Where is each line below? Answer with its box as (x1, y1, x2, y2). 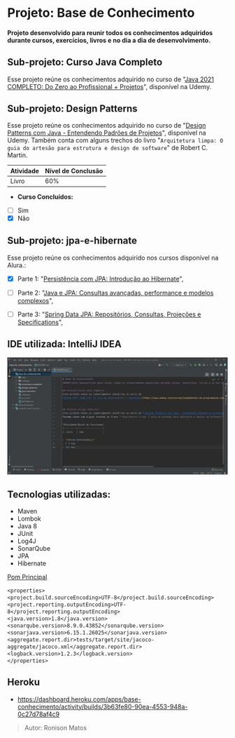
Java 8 (17, 521, 37, 530)
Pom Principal (7, 572, 48, 581)
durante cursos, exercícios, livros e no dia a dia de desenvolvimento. (7, 36, 211, 44)
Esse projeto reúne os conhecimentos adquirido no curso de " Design (7, 121, 206, 130)
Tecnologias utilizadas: (7, 488, 111, 500)
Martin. (7, 151, 28, 159)
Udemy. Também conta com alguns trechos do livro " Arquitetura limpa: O (7, 136, 224, 145)
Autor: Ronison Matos (24, 723, 87, 732)
